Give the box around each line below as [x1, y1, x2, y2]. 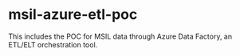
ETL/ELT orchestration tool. [8, 39, 98, 49]
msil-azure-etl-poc [8, 6, 138, 24]
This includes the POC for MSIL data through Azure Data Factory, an [8, 32, 233, 41]
